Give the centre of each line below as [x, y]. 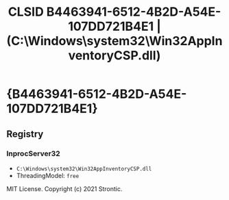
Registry [25, 134]
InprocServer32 [34, 153]
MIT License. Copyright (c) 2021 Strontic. [64, 188]
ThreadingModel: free [48, 175]
